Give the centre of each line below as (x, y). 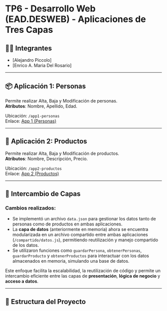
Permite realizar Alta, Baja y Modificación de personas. (61, 101)
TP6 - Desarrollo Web (50, 9)
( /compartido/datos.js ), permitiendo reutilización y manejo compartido (85, 240)
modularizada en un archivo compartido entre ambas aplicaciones (80, 235)
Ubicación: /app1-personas (32, 115)
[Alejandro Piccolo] (32, 60)
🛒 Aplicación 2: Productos (46, 142)
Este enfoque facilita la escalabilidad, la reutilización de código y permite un (83, 271)
